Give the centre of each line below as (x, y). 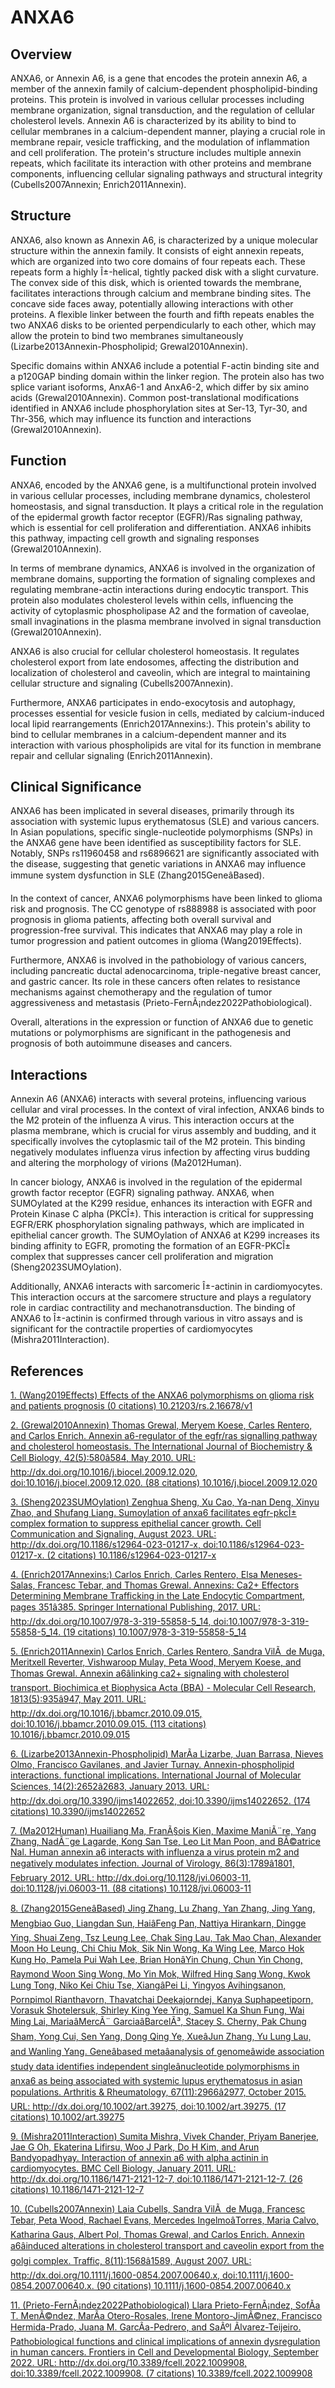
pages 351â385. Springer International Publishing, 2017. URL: (136, 1607)
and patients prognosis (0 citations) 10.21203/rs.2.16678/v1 (131, 1406)
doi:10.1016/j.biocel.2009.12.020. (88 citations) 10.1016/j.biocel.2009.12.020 (164, 1483)
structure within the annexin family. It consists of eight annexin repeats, (157, 250)
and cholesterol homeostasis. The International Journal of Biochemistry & (161, 1447)
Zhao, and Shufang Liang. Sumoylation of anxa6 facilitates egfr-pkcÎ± (153, 1513)
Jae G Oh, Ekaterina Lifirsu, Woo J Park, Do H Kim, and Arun (135, 2147)
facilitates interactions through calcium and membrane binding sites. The (161, 293)
